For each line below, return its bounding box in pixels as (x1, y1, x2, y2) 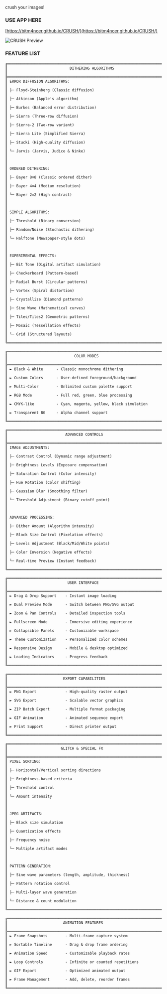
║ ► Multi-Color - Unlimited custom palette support (5, 384, 133, 389)
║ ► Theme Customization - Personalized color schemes (5, 637, 128, 642)
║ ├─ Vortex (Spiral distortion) (5, 288, 75, 293)
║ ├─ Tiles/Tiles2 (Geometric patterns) (5, 314, 90, 319)
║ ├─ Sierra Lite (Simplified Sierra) (5, 131, 85, 136)
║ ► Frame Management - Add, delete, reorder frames (5, 977, 130, 982)
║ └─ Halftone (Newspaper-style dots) (5, 236, 85, 241)
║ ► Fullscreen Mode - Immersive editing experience (5, 619, 133, 624)
